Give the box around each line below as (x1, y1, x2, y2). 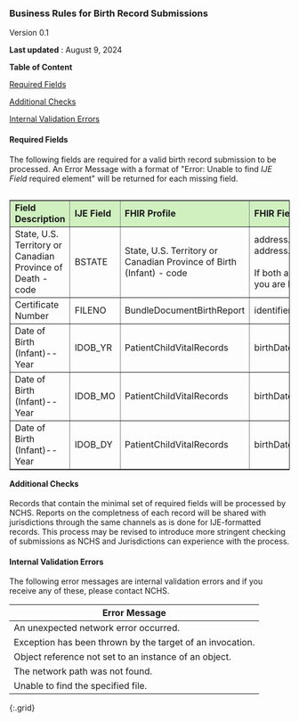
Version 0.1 (9, 28, 49, 38)
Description (14, 212, 66, 225)
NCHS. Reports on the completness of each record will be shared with (9, 507, 267, 519)
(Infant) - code (124, 267, 188, 279)
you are (254, 277, 287, 290)
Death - (14, 272, 49, 284)
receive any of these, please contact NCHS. (9, 586, 170, 596)
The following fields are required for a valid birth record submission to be (9, 154, 278, 165)
